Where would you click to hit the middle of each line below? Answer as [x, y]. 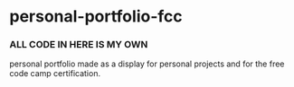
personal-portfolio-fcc [96, 17]
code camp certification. [55, 74]
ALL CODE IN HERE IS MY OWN [79, 45]
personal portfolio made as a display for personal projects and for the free [147, 64]
